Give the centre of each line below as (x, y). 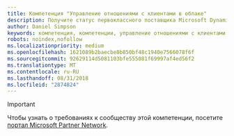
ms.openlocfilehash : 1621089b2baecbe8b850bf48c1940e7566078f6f (101, 53)
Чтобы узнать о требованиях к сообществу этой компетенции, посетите (115, 118)
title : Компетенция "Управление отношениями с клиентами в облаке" (107, 14)
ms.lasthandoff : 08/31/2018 (48, 78)
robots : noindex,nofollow (45, 40)
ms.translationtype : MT (42, 65)
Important (21, 104)
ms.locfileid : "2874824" (43, 85)
